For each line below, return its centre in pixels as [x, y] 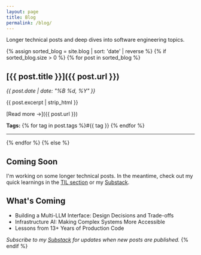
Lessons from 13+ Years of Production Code [69, 228]
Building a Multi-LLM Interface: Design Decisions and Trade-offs [94, 215]
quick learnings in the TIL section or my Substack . [68, 182]
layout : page [22, 12]
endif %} [17, 246]
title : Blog [21, 17]
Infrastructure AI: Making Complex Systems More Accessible [90, 222]
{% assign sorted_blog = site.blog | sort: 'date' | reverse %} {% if [86, 51]
